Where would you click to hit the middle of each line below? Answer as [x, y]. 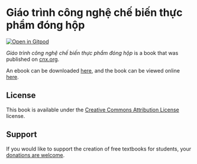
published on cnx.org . [33, 59]
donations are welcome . [35, 155]
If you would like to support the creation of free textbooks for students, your [98, 149]
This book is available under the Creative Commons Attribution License [93, 110]
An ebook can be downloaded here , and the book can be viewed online [93, 70]
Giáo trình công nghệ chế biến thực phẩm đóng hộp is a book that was [92, 53]
